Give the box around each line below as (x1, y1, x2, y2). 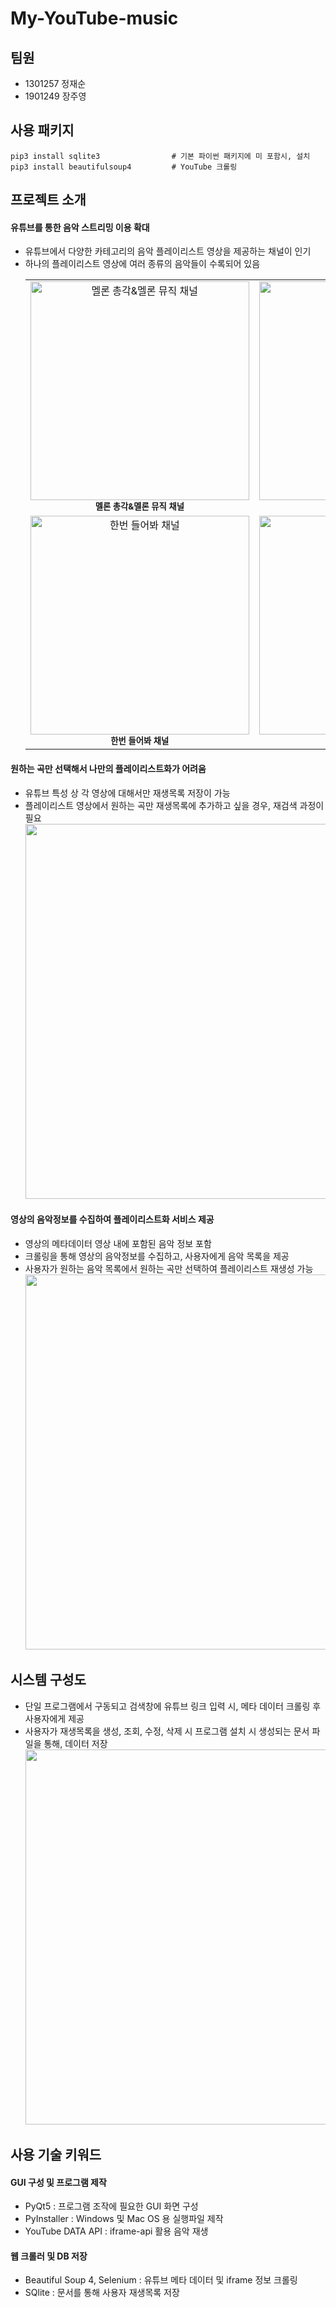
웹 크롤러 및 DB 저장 (10, 2250, 88, 2262)
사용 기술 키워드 (10, 2147, 102, 2164)
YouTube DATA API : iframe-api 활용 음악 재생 (24, 2225, 209, 2237)
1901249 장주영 (24, 90, 87, 102)
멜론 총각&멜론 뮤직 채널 (94, 501, 185, 512)
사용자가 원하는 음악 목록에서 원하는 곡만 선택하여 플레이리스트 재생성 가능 (24, 1262, 314, 1274)
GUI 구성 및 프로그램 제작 (10, 2176, 107, 2188)
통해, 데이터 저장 (43, 1737, 108, 1749)
